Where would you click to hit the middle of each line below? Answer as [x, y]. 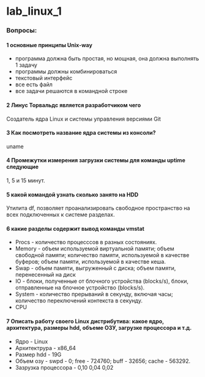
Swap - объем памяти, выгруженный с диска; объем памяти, [95, 268]
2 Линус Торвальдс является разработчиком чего [74, 105]
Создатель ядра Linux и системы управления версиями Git [84, 119]
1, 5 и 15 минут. [26, 180]
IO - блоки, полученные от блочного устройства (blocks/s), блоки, [102, 281]
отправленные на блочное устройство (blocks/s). [80, 288]
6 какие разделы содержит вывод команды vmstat [76, 228]
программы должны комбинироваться [66, 72]
